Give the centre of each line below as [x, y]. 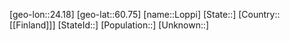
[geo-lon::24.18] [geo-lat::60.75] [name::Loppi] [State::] [123, 14]
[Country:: [259, 14]
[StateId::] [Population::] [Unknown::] [133, 25]
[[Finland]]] [32, 25]
